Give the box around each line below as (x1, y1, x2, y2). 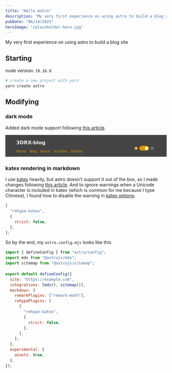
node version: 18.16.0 (5, 68, 52, 74)
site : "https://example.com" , (10, 277, 74, 282)
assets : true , (14, 353, 45, 358)
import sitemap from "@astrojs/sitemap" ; (5, 261, 95, 266)
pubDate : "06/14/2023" (5, 19, 54, 24)
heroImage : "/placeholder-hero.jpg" (5, 25, 83, 30)
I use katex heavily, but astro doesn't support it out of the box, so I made (5, 177, 158, 183)
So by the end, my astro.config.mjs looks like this (5, 239, 112, 246)
